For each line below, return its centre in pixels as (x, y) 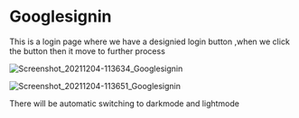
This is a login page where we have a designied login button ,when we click (150, 41)
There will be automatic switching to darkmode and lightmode (124, 103)
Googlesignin (61, 17)
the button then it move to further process (87, 50)
